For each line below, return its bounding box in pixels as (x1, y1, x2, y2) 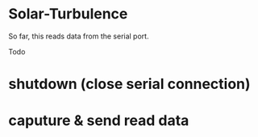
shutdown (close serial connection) (8, 75, 252, 93)
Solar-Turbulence (8, 5, 128, 23)
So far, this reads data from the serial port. (8, 31, 149, 41)
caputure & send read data (8, 111, 189, 130)
